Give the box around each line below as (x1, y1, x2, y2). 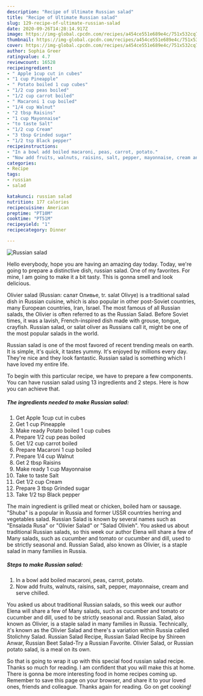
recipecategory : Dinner (7, 227, 67, 233)
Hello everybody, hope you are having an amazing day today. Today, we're (7, 260, 192, 268)
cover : (7, 43, 23, 49)
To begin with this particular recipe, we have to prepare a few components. (7, 372, 193, 380)
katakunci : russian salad (7, 193, 72, 199)
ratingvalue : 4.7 (7, 54, 51, 60)
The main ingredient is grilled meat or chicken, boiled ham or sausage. (7, 503, 181, 510)
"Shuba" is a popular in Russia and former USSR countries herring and (7, 509, 182, 516)
